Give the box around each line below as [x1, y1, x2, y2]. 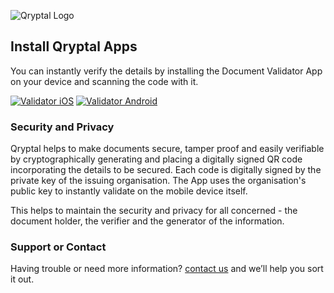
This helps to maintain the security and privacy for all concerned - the [10, 205, 298, 217]
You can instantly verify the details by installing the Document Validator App [10, 65, 323, 77]
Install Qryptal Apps [10, 38, 138, 55]
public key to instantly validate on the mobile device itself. [10, 185, 248, 197]
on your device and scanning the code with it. [10, 75, 199, 87]
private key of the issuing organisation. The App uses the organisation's [10, 175, 307, 187]
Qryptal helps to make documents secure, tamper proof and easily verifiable [10, 143, 325, 155]
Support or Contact [10, 240, 107, 254]
